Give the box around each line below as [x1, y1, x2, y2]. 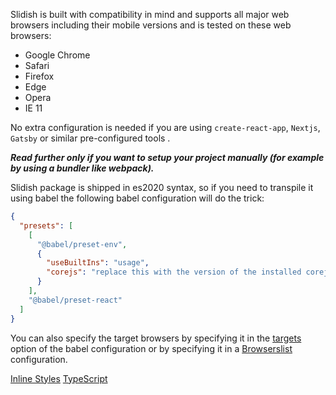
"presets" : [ [19, 220, 74, 231]
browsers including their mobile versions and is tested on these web [10, 19, 292, 31]
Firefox [24, 70, 55, 82]
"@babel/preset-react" [28, 295, 123, 305]
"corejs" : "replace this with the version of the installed [46, 267, 302, 278]
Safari [24, 60, 50, 71]
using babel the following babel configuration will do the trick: [10, 192, 265, 204]
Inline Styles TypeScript [10, 372, 108, 384]
